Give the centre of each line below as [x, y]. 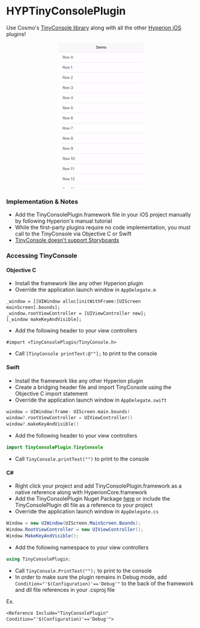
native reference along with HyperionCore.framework [81, 492]
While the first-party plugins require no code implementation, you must [103, 228]
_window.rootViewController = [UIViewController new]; [76, 313]
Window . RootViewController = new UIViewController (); [75, 530]
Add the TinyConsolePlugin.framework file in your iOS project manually [103, 215]
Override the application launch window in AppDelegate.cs [87, 512]
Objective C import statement [51, 393]
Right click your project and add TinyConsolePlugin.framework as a [98, 486]
